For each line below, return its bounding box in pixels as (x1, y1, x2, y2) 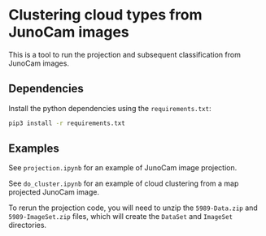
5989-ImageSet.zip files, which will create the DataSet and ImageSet (8, 212, 233, 221)
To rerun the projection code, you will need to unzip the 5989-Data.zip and (8, 203, 258, 212)
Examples (8, 142, 59, 156)
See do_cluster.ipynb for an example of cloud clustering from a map (8, 178, 239, 188)
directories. (8, 221, 47, 230)
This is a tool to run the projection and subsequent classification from (8, 49, 242, 59)
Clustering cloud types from (8, 6, 203, 24)
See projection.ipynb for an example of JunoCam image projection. (8, 163, 238, 173)
